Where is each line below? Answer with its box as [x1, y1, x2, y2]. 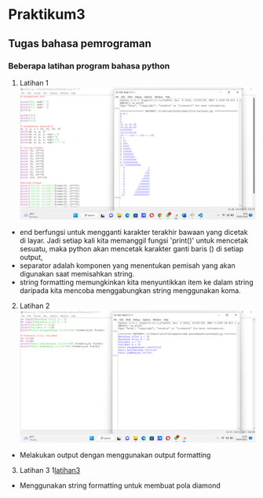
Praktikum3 [8, 5, 86, 24]
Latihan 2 [19, 301, 50, 310]
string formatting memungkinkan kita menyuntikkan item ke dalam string [19, 277, 254, 287]
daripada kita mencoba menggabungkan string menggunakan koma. [19, 285, 241, 295]
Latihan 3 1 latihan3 [19, 466, 81, 475]
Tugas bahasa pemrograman [8, 37, 152, 50]
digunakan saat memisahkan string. [19, 269, 135, 278]
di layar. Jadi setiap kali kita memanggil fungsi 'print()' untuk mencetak [19, 236, 249, 245]
